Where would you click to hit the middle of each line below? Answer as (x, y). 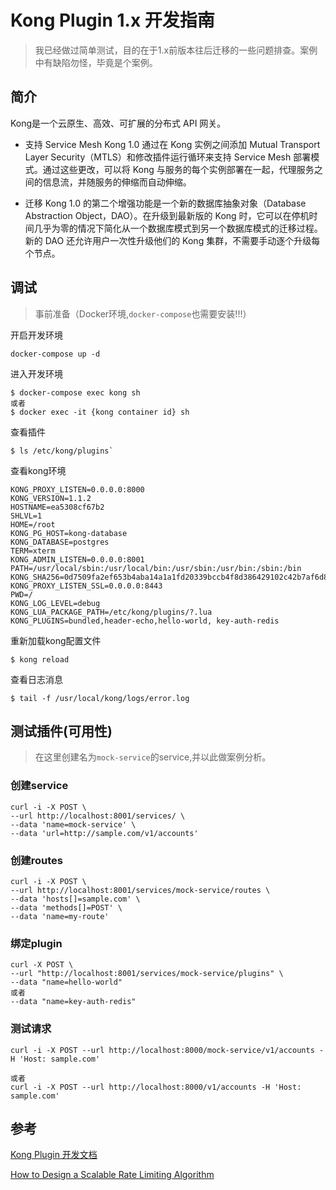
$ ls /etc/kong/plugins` (62, 451)
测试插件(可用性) (61, 731)
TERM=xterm (33, 551)
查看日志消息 (36, 679)
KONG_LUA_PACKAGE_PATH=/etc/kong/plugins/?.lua (111, 612)
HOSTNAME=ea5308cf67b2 (57, 507)
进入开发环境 (36, 373)
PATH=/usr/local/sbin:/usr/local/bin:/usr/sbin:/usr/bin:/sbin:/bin (156, 568)
